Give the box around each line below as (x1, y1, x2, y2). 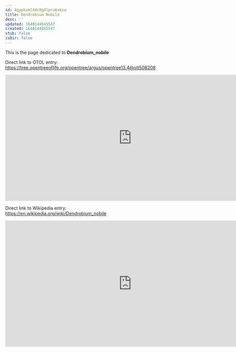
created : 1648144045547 (5, 26, 55, 31)
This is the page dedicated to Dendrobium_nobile (5, 49, 109, 56)
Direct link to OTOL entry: (5, 59, 58, 65)
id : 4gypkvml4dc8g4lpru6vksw (5, 7, 67, 13)
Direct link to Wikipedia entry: (5, 205, 67, 211)
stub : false (5, 31, 30, 36)
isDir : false (5, 36, 33, 41)
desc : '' (5, 17, 24, 22)
